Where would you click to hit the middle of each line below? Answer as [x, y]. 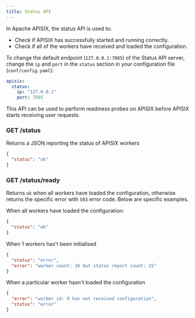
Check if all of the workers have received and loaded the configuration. [101, 46]
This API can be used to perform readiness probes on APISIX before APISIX [98, 109]
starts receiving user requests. [43, 115]
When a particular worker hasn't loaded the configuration [76, 283]
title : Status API [29, 12]
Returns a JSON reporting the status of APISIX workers [73, 143]
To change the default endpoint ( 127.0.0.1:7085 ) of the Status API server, [95, 57]
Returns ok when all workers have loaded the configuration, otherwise [91, 193]
